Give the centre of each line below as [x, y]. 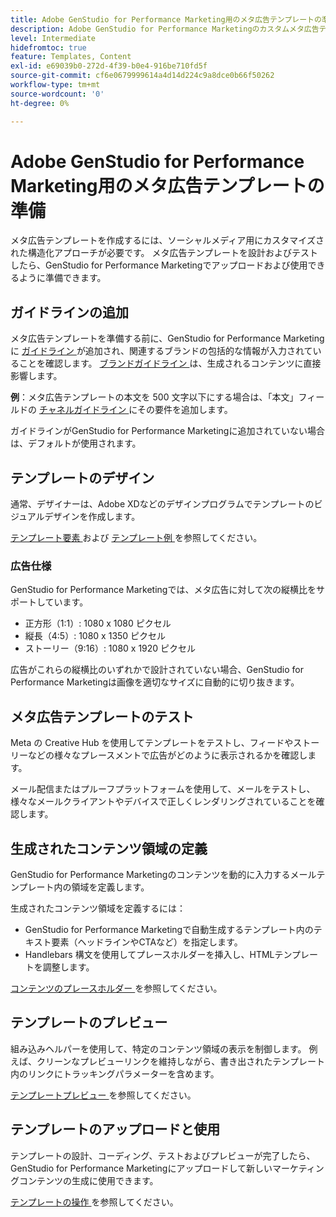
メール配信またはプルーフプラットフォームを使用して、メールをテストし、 [163, 789]
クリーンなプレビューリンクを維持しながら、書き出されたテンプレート [180, 1061]
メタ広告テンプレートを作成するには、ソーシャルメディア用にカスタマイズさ [167, 240]
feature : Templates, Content [71, 57]
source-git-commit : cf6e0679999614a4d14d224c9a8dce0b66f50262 [142, 76]
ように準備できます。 [62, 278]
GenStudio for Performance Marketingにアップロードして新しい [141, 1168]
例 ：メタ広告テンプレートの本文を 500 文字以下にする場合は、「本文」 [154, 397]
